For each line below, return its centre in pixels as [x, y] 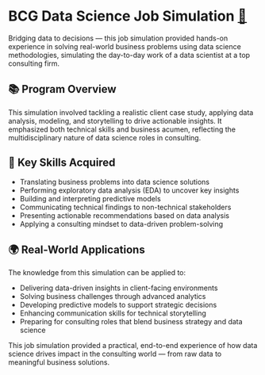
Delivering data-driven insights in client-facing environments [119, 288]
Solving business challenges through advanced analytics [113, 297]
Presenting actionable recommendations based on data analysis [125, 215]
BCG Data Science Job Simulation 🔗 [128, 16]
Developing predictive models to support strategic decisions [118, 305]
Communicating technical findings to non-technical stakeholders [125, 207]
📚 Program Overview [62, 89]
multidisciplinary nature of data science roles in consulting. [105, 137]
